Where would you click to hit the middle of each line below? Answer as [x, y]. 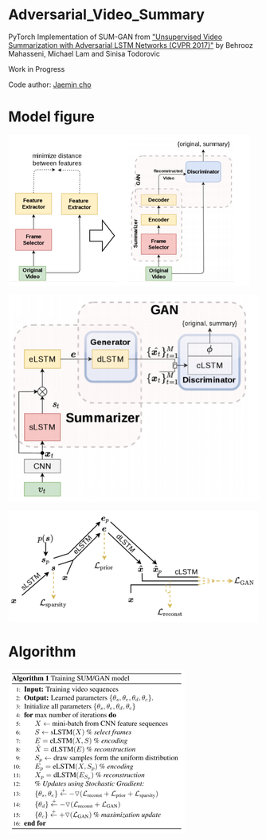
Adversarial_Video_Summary [107, 15]
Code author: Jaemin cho [50, 84]
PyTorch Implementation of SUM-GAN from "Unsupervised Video [115, 37]
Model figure [52, 117]
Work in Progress [37, 69]
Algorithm [42, 652]
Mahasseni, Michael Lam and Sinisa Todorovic [84, 53]
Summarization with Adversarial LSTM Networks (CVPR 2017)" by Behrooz [131, 45]
